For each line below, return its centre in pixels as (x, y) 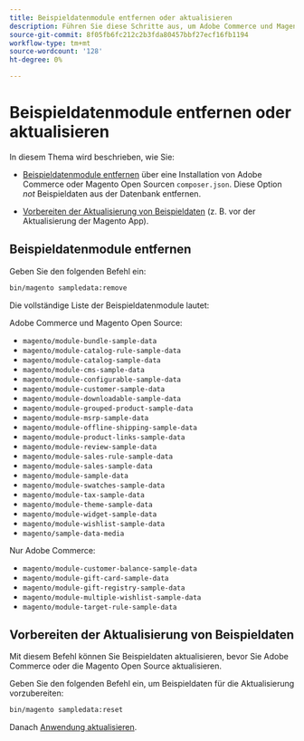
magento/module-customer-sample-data (94, 389)
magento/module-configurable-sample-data (101, 380)
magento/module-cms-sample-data (83, 370)
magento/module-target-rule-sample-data (100, 607)
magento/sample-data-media (73, 534)
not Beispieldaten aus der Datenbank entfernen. (112, 193)
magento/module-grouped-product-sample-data (108, 409)
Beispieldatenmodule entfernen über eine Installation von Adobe (142, 174)
